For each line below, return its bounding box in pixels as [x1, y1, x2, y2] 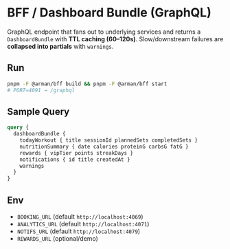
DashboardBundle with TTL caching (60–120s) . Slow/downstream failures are [7, 34, 224, 43]
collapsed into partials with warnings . [7, 42, 114, 50]
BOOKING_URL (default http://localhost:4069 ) [16, 213, 143, 221]
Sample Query [7, 105, 70, 118]
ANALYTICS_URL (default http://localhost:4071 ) [16, 220, 150, 228]
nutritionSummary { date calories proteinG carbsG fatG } [19, 143, 189, 150]
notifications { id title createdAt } [19, 156, 130, 163]
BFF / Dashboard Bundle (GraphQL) [7, 5, 211, 21]
